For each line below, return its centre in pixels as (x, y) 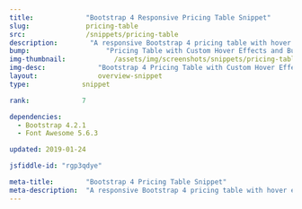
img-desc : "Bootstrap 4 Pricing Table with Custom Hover (142, 68)
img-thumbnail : (38, 59)
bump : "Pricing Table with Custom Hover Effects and (146, 51)
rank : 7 (48, 100)
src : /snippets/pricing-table (94, 34)
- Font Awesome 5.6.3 (58, 134)
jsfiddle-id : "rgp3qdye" (56, 166)
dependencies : (36, 117)
